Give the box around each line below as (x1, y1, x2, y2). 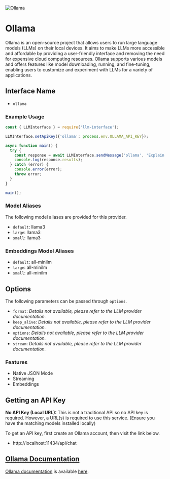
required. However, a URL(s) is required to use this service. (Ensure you (5, 415, 155, 421)
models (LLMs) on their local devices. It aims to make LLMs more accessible (5, 45, 165, 51)
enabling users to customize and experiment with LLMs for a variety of (5, 66, 153, 72)
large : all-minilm (12, 264, 47, 270)
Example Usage (5, 113, 45, 120)
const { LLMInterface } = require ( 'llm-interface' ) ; (5, 125, 119, 130)
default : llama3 (12, 223, 46, 230)
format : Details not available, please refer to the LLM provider (12, 308, 142, 314)
